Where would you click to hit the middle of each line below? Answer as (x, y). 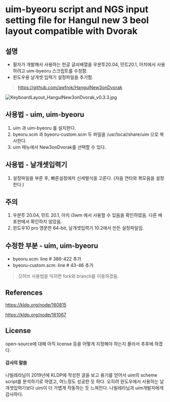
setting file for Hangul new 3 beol (77, 20)
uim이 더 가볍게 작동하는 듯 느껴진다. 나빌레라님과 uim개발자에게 (100, 388)
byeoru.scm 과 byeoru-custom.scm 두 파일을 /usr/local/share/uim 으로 (86, 134)
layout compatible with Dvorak (71, 31)
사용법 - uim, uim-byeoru (45, 115)
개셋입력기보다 (20, 388)
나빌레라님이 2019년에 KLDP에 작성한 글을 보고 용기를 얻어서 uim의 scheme (81, 375)
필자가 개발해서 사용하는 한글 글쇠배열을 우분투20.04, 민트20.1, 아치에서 (84, 64)
